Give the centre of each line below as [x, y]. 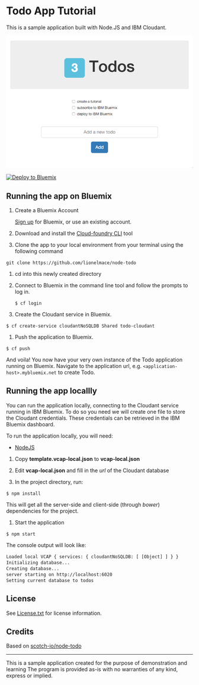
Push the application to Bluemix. [54, 337]
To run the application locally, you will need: [60, 436]
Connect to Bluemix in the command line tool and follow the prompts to [101, 285]
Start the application [39, 522]
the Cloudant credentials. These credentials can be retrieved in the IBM [93, 418]
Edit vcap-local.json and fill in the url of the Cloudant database [92, 470]
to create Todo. [76, 372]
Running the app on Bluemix [59, 196]
